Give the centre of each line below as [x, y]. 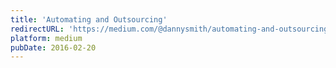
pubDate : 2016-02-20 [53, 47]
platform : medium [46, 38]
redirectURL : [37, 29]
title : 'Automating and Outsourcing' [89, 19]
